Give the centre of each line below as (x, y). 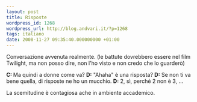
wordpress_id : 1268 (31, 23)
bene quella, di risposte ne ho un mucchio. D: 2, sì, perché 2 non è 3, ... (95, 81)
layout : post (23, 12)
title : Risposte (27, 17)
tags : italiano (25, 34)
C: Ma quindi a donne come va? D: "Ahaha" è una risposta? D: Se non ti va (98, 75)
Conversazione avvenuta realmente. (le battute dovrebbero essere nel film (98, 57)
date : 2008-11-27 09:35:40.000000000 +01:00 (63, 40)
